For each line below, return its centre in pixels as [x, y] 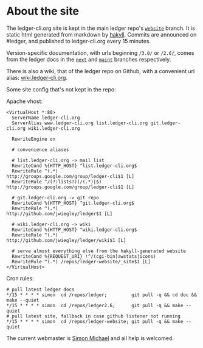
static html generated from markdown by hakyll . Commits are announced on [101, 34]
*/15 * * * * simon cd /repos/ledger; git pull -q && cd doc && [102, 295]
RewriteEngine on [34, 139]
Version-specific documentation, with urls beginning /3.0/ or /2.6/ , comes [100, 52]
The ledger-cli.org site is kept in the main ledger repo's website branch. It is [101, 28]
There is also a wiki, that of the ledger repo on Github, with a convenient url [101, 71]
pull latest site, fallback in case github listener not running [96, 316]
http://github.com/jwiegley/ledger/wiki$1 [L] [66, 240]
